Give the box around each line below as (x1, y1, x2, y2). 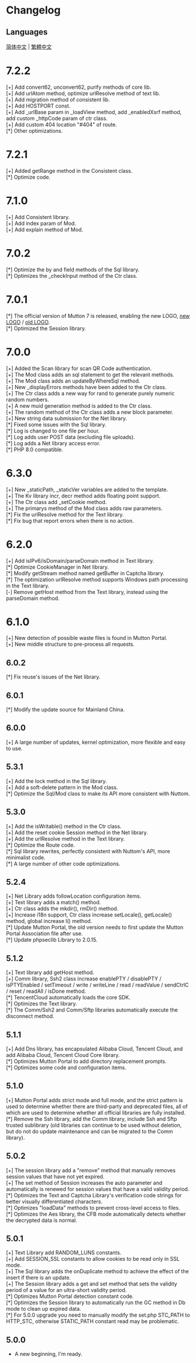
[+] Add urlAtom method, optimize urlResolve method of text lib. (6, 89, 161, 97)
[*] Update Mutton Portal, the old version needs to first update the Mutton (6, 924, 184, 931)
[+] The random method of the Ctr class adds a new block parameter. (6, 408, 174, 415)
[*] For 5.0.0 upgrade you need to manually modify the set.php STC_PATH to (6, 1311, 190, 1319)
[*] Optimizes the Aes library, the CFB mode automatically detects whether (6, 1210, 186, 1217)
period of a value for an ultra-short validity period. (6, 1287, 127, 1294)
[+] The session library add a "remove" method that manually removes (6, 1167, 176, 1174)
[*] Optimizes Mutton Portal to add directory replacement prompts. (6, 1057, 167, 1065)
